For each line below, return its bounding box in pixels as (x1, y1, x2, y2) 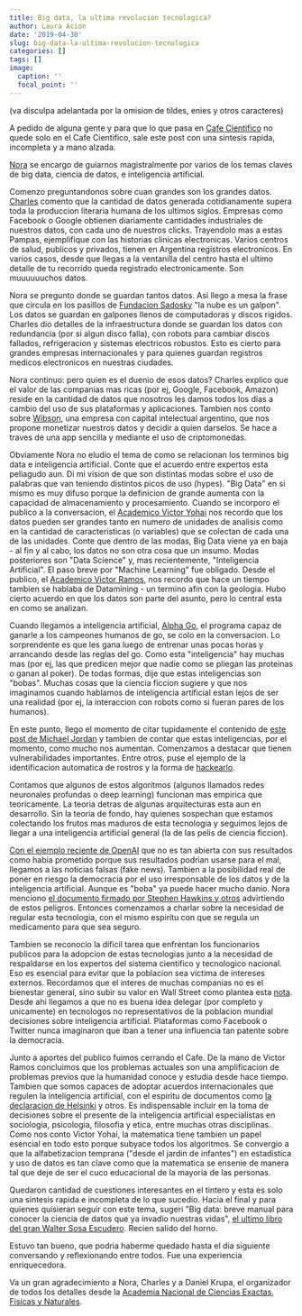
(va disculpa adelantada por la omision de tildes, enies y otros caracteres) (9, 105, 284, 115)
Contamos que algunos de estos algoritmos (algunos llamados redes (9, 779, 265, 790)
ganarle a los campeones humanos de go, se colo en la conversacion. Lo (9, 629, 281, 640)
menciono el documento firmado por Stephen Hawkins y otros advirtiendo (9, 892, 285, 903)
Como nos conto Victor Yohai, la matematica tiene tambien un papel (9, 1129, 261, 1139)
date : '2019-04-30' (9, 30, 83, 39)
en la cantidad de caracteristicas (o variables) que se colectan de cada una (9, 525, 289, 536)
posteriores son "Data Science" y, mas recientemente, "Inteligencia (9, 554, 260, 565)
